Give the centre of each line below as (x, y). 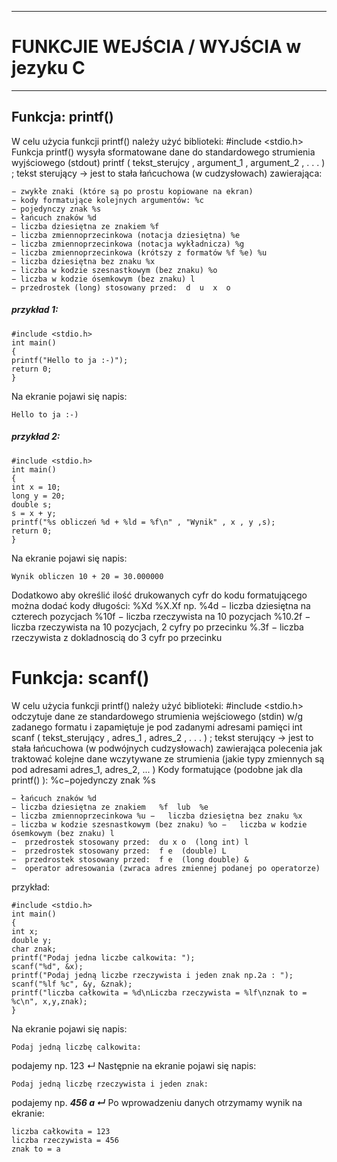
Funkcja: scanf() (80, 677)
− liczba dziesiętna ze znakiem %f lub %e (110, 807)
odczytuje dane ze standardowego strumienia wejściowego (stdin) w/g (157, 716)
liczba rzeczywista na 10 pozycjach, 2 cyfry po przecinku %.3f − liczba (157, 627)
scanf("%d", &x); (47, 966)
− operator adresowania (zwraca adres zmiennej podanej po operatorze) (166, 868)
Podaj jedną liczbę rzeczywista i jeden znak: (110, 1084)
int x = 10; (36, 487)
